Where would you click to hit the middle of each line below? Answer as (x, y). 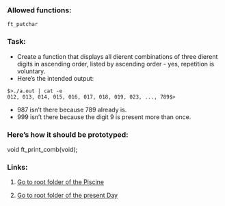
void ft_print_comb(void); (42, 149)
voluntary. (31, 71)
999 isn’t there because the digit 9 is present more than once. (104, 117)
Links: (17, 167)
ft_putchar (23, 25)
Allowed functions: (39, 10)
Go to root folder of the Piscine (61, 182)
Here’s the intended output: (55, 78)
